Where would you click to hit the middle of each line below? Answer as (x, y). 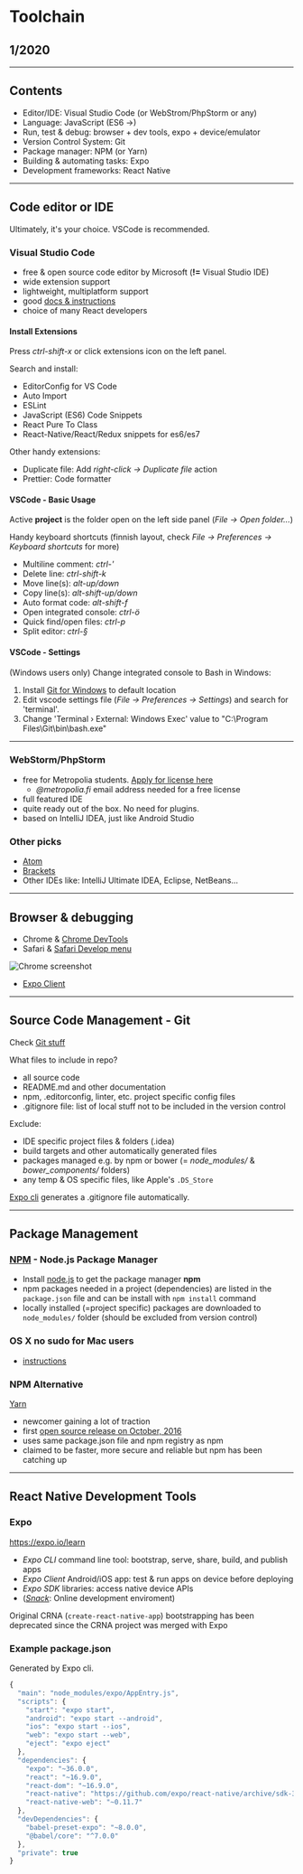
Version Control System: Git (74, 141)
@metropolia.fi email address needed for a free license (138, 789)
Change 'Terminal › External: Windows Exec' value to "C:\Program (145, 718)
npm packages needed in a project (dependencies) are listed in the (147, 1288)
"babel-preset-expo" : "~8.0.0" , (86, 1827)
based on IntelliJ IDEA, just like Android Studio (108, 818)
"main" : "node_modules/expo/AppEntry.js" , (98, 1693)
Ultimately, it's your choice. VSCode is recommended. (110, 229)
